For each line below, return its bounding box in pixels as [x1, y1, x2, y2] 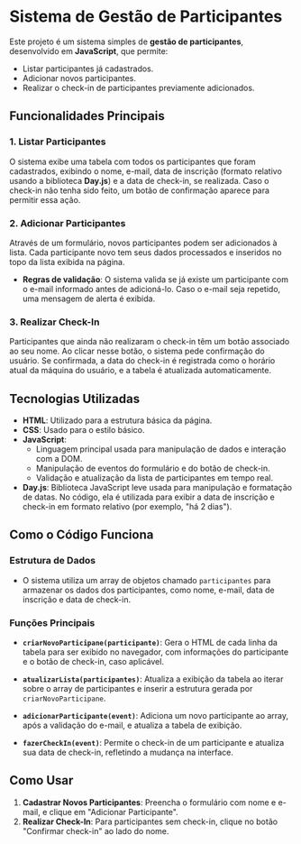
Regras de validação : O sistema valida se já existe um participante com [22, 273, 288, 285]
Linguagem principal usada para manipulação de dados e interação [35, 444, 287, 454]
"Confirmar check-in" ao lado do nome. [22, 825, 169, 836]
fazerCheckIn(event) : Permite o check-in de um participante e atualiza [22, 738, 285, 748]
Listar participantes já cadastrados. [22, 63, 154, 74]
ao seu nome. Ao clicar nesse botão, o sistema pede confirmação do [9, 345, 265, 357]
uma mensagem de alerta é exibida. [22, 293, 156, 304]
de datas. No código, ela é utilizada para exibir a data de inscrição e [22, 491, 275, 502]
